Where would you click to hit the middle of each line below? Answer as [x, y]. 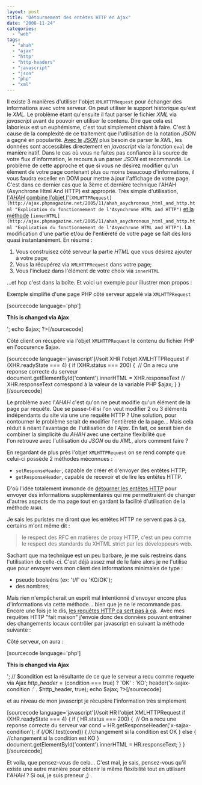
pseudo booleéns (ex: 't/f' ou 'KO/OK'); [64, 580]
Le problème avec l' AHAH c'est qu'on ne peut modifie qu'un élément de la [99, 402]
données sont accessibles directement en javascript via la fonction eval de [100, 146]
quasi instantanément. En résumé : [50, 240]
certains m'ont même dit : [38, 526]
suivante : [19, 630]
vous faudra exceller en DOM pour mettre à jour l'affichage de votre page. [99, 178]
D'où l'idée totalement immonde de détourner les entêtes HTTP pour [92, 488]
